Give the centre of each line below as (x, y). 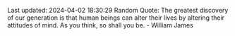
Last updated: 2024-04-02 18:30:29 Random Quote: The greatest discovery (118, 10)
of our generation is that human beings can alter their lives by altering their (116, 18)
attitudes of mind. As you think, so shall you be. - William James (101, 25)
